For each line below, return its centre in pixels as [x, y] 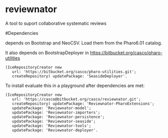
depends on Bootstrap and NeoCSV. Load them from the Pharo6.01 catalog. [84, 43]
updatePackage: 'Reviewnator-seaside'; [54, 121]
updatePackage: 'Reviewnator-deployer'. [55, 130]
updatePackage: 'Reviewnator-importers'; [56, 112]
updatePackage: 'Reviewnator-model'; [52, 108]
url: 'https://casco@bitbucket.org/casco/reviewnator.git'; [76, 99]
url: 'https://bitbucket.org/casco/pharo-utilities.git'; [74, 72]
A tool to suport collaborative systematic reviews [56, 23]
